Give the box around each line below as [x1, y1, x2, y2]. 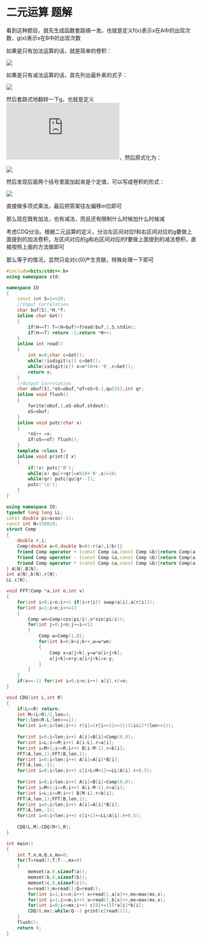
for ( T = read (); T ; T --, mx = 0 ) [17, 857, 83, 863]
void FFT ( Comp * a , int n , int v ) [6, 588, 85, 594]
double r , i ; [17, 538, 47, 544]
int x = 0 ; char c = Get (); [28, 352, 85, 358]
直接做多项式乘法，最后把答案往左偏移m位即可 [6, 202, 122, 209]
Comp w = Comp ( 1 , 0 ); [38, 633, 85, 639]
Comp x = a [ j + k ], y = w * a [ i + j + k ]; [49, 650, 123, 656]
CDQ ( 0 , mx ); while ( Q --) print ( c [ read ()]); [28, 908, 131, 914]
